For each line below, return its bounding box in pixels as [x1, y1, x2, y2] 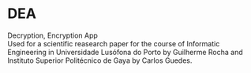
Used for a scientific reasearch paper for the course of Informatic [7, 38, 220, 48]
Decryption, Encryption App [7, 31, 98, 40]
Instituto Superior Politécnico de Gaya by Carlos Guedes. [7, 56, 193, 65]
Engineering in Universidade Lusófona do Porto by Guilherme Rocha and [7, 47, 243, 57]
